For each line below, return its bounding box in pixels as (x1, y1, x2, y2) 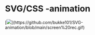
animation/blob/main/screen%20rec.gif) (5, 25, 85, 30)
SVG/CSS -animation (5, 3, 91, 14)
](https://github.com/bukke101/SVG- (11, 19, 83, 25)
